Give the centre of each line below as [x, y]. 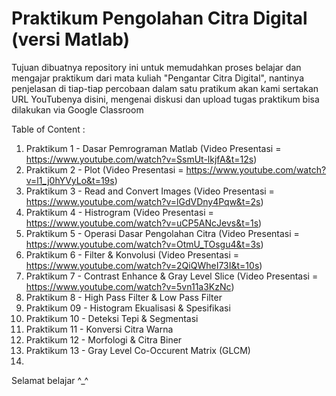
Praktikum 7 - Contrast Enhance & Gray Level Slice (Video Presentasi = [172, 276]
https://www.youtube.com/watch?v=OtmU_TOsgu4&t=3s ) [144, 244]
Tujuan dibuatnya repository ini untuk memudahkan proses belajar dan [156, 67]
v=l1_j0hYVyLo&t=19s [70, 180]
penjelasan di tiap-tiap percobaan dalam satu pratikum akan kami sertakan [165, 88]
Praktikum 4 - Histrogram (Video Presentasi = [119, 212]
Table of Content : [48, 129]
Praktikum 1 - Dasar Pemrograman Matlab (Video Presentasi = [153, 148]
